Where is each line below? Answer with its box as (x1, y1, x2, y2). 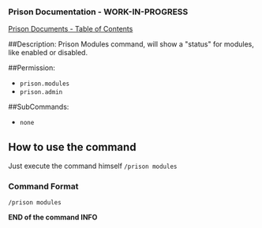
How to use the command (8, 140, 137, 154)
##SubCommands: (8, 102, 69, 112)
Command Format (8, 181, 79, 192)
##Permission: (8, 63, 55, 73)
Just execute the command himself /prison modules (8, 161, 178, 171)
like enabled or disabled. (8, 48, 88, 58)
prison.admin (19, 88, 63, 96)
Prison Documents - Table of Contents (8, 24, 133, 34)
